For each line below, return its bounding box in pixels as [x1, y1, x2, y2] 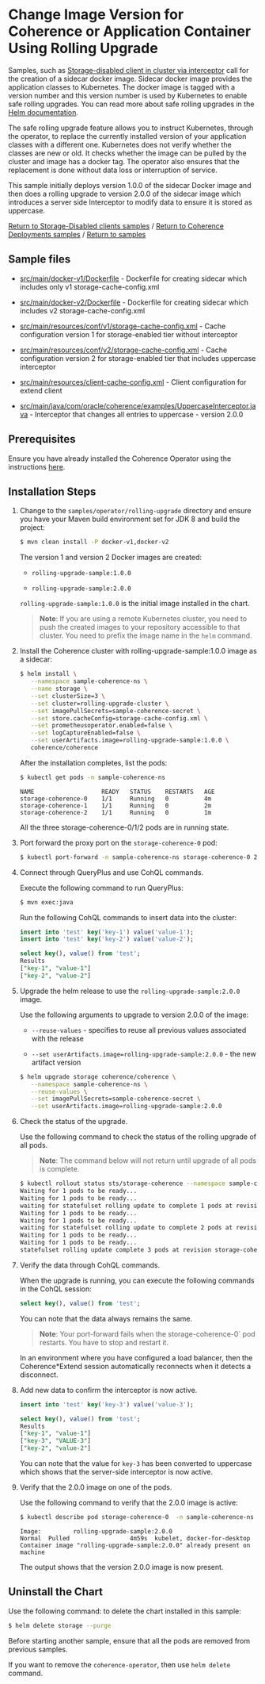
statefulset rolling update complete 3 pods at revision [19, 1246, 212, 1254]
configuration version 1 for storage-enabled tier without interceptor [19, 329, 238, 339]
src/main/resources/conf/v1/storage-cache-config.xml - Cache [19, 321, 226, 331]
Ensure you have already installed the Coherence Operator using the [8, 454, 232, 463]
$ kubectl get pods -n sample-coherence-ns [19, 773, 166, 781]
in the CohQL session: [19, 1283, 93, 1294]
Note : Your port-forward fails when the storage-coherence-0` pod [39, 1329, 256, 1338]
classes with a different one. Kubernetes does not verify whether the [8, 140, 232, 149]
